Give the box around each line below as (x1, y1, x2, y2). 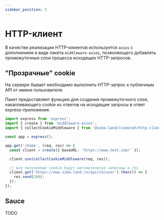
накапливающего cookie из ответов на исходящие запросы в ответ (5, 102, 145, 108)
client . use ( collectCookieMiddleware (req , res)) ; (9, 156, 110, 161)
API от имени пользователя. (5, 87, 63, 93)
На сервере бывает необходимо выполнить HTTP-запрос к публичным (5, 82, 155, 88)
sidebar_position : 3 (5, 7, 47, 12)
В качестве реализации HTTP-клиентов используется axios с (5, 44, 133, 50)
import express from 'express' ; (5, 116, 71, 121)
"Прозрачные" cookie (5, 69, 76, 77)
